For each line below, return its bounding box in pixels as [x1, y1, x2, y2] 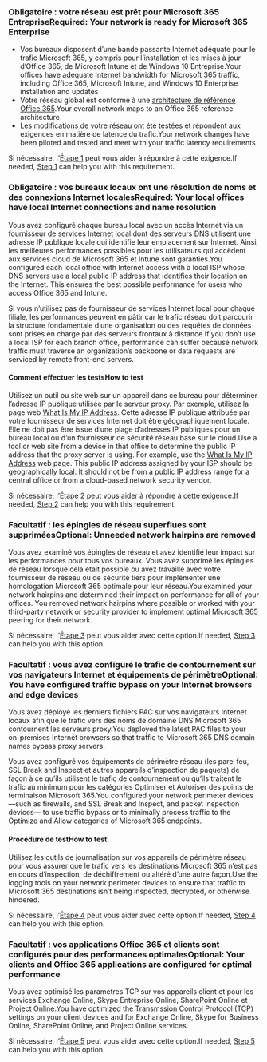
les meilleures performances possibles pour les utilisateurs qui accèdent [8, 245, 246, 255]
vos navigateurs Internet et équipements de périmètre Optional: [8, 670, 259, 681]
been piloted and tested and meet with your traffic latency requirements [19, 138, 257, 148]
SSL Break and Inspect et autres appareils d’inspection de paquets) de [8, 766, 240, 775]
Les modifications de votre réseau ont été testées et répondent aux [19, 121, 241, 130]
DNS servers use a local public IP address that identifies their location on [8, 271, 248, 280]
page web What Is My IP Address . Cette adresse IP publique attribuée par [8, 407, 251, 417]
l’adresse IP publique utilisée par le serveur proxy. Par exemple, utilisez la [8, 399, 249, 408]
